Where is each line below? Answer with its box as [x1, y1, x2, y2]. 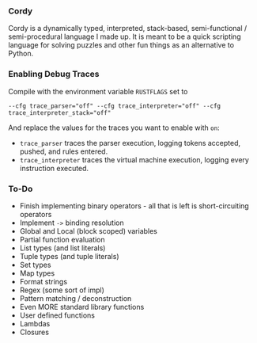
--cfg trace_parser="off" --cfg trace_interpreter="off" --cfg [8, 101, 221, 110]
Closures [19, 327, 50, 337]
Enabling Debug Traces [8, 69, 100, 80]
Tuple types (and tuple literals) [19, 251, 120, 261]
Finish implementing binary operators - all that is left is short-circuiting [19, 200, 249, 211]
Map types [19, 268, 55, 278]
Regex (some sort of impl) [19, 285, 105, 295]
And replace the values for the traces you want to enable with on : [8, 123, 220, 132]
